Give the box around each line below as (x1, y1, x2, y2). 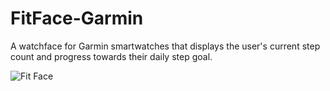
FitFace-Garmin (10, 7, 144, 30)
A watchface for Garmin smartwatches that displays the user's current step (10, 40, 321, 52)
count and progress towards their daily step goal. (10, 50, 213, 62)
